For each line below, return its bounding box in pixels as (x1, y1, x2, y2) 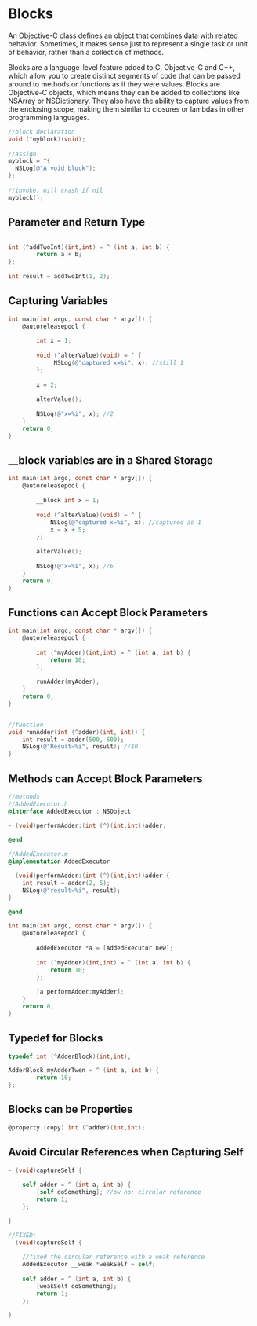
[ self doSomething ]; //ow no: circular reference (36, 1188, 201, 1196)
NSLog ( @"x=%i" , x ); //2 (36, 410, 114, 418)
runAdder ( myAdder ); (36, 678, 100, 686)
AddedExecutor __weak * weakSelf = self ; (22, 1261, 156, 1269)
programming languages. (8, 112, 89, 122)
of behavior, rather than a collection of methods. (8, 47, 165, 57)
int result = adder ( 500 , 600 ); (22, 736, 125, 744)
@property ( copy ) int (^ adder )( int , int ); (8, 1123, 146, 1132)
